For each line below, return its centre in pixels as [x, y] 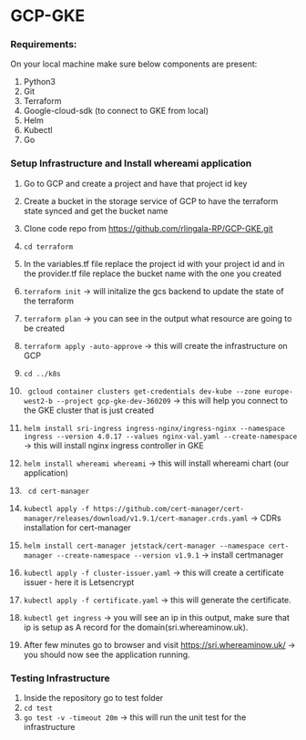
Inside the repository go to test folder [93, 698]
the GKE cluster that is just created [88, 410]
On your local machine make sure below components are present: [134, 64]
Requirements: [44, 45]
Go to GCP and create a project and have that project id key [135, 183]
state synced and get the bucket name [96, 211]
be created [44, 328]
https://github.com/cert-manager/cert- [169, 509]
